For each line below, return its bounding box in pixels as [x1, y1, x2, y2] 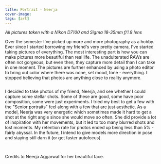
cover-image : [5, 12, 32, 16]
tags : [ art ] [5, 16, 29, 21]
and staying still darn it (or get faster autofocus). [5, 135, 102, 141]
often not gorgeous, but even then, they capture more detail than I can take [5, 59, 156, 66]
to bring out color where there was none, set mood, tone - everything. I [5, 70, 147, 76]
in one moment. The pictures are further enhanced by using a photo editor [5, 65, 154, 70]
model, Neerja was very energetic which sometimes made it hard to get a [5, 109, 152, 115]
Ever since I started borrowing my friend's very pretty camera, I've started [5, 44, 154, 50]
